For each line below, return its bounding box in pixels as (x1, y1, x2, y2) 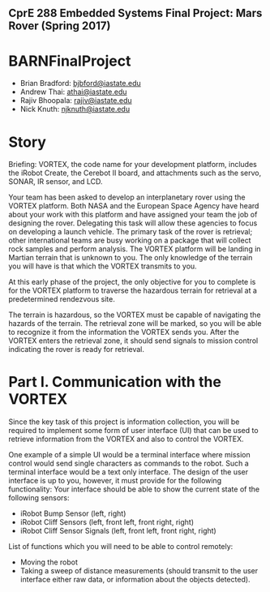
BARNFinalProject (8, 52, 131, 70)
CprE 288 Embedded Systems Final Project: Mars (8, 6, 263, 20)
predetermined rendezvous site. (8, 294, 115, 304)
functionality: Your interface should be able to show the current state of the (8, 484, 260, 494)
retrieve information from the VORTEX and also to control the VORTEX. (8, 434, 245, 444)
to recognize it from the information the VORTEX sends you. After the (8, 328, 239, 337)
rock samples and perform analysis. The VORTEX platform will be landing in (8, 244, 261, 254)
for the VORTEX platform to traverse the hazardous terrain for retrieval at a (8, 285, 258, 295)
